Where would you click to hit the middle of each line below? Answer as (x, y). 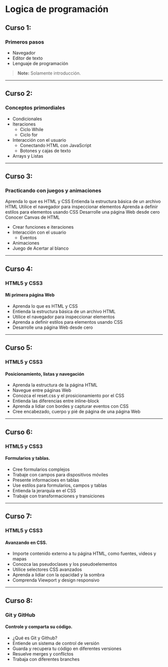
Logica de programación (57, 9)
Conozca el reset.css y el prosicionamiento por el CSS (68, 396)
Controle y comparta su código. (39, 627)
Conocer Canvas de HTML (32, 217)
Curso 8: (19, 601)
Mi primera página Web (30, 295)
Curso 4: (19, 269)
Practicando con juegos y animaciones (53, 190)
